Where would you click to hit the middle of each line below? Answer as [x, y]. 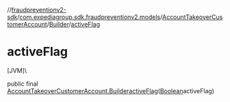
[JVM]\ [17, 70]
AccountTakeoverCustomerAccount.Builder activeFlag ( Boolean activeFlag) [111, 90]
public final [23, 84]
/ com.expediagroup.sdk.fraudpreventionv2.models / [90, 17]
